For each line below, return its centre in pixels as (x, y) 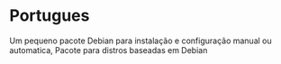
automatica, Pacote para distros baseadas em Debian (109, 50)
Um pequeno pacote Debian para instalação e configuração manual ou (140, 41)
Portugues (50, 16)
